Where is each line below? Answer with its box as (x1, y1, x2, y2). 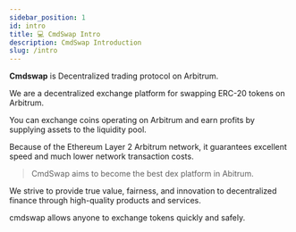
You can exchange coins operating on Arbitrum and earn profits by (9, 115, 255, 126)
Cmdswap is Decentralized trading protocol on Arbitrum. (9, 70, 219, 81)
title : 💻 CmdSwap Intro (9, 29, 101, 38)
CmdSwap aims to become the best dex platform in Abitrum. (30, 169, 254, 179)
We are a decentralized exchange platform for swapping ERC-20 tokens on (9, 88, 286, 99)
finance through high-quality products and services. (9, 195, 201, 206)
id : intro (9, 21, 47, 30)
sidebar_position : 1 (9, 12, 87, 22)
